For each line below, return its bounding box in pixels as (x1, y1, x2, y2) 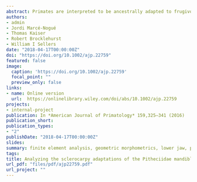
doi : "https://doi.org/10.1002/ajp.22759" (6, 52, 111, 58)
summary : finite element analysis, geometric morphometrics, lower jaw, (6, 145, 188, 151)
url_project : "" (6, 167, 46, 173)
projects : (6, 101, 30, 107)
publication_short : (6, 118, 54, 124)
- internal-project (6, 107, 54, 113)
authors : (6, 14, 28, 20)
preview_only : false (11, 80, 62, 86)
